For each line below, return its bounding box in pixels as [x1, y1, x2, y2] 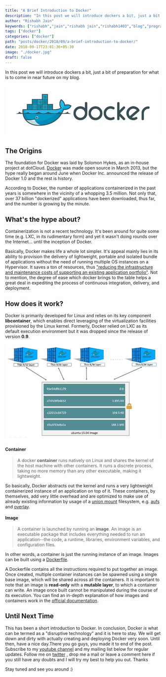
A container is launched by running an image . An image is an [17, 526, 142, 532]
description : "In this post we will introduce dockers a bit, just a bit [5, 13, 161, 18]
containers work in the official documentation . [5, 597, 99, 603]
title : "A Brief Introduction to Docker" [5, 8, 92, 13]
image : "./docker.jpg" [5, 49, 52, 54]
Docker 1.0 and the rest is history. [5, 175, 73, 181]
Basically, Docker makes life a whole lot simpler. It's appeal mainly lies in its [5, 249, 159, 254]
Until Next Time [5, 612, 54, 620]
